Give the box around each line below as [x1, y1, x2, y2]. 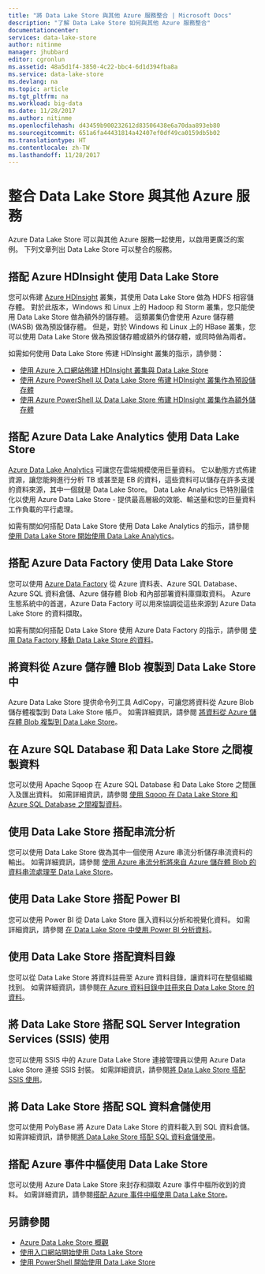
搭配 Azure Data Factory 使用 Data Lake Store [8, 556, 234, 570]
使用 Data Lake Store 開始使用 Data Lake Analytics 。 [8, 530, 179, 541]
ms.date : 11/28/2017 [8, 107, 77, 115]
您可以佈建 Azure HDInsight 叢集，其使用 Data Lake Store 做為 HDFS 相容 [8, 293, 247, 302]
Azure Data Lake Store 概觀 [19, 1237, 109, 1247]
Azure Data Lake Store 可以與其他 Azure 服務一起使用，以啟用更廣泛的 [8, 234, 238, 245]
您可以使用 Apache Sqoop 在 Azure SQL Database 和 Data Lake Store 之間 [8, 780, 250, 789]
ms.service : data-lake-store [8, 70, 104, 78]
